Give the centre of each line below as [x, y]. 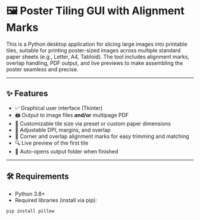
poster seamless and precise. [42, 69]
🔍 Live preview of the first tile [51, 143]
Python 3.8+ [30, 194]
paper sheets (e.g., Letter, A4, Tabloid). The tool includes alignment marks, [98, 56]
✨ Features [27, 94]
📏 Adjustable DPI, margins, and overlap [63, 130]
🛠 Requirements [38, 176]
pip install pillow [30, 211]
